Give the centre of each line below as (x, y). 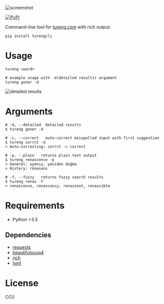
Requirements (35, 206)
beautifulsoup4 (28, 252)
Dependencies (28, 235)
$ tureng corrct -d (25, 142)
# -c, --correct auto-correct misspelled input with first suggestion (82, 138)
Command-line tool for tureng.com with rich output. (58, 27)
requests (21, 247)
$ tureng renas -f (24, 181)
